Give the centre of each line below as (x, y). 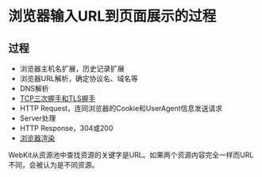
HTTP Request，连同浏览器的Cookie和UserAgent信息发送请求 (121, 108)
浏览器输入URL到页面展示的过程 (112, 16)
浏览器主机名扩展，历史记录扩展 (72, 69)
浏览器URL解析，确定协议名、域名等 (79, 79)
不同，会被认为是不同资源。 (54, 165)
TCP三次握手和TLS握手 (58, 98)
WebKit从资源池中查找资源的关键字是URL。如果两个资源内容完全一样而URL (131, 155)
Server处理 (38, 118)
